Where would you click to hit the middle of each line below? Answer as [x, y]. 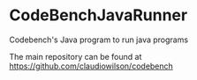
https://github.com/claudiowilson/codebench [91, 66]
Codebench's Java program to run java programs [98, 40]
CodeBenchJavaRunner [98, 15]
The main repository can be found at [76, 56]
